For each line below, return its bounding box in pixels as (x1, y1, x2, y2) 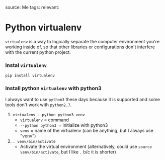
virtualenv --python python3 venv (12, 112, 85, 117)
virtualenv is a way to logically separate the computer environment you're (5, 38, 160, 44)
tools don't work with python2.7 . (5, 102, 72, 108)
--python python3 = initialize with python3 (20, 122, 108, 128)
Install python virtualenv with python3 (5, 85, 102, 92)
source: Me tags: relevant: (5, 5, 59, 10)
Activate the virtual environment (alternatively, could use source (20, 143, 152, 149)
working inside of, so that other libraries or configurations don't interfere (5, 44, 155, 50)
